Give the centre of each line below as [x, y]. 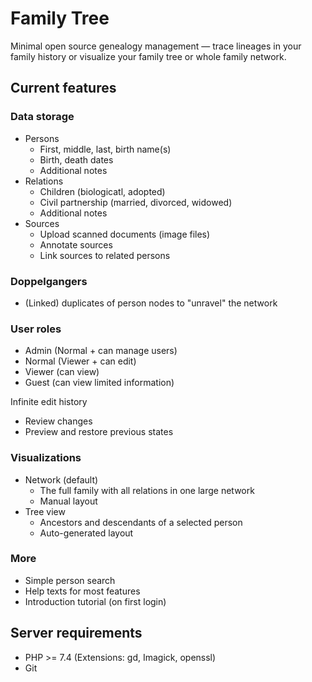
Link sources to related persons [105, 255]
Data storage [42, 117]
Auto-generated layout [86, 533]
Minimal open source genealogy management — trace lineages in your [156, 46]
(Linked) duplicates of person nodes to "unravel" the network [151, 303]
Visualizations [46, 458]
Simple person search [70, 580]
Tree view [45, 511]
